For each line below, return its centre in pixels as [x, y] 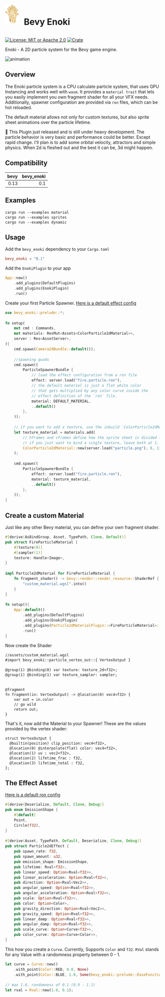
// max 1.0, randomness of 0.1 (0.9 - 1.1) [50, 985]
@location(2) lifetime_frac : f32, [46, 758]
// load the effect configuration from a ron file [84, 375]
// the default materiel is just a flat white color [86, 386]
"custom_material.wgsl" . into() [55, 584]
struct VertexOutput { [28, 738]
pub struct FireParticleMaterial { [41, 542]
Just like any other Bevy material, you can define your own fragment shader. [82, 527]
